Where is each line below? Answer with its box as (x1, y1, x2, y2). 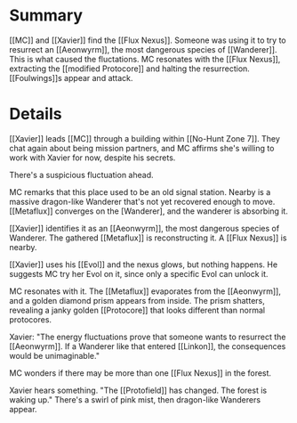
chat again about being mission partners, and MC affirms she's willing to (9, 142, 275, 153)
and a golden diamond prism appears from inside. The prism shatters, (9, 295, 265, 305)
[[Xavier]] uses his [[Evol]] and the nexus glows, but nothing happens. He (9, 259, 278, 270)
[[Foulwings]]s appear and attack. (9, 72, 133, 83)
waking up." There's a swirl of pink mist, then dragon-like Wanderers (9, 394, 261, 405)
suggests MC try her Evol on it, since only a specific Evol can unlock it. (9, 268, 269, 279)
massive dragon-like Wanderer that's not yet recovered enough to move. (9, 196, 276, 207)
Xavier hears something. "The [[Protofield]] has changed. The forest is (9, 385, 268, 395)
